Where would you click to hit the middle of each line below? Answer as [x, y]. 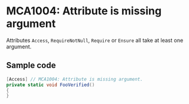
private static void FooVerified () [51, 85]
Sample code [31, 65]
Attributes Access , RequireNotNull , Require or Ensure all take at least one [95, 40]
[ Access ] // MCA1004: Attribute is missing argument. [75, 79]
